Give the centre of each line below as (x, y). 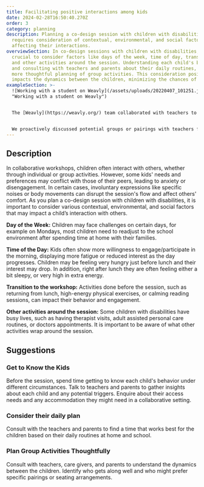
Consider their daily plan (43, 415)
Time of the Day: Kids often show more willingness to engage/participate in (101, 250)
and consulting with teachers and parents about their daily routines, (104, 68)
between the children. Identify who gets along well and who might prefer (97, 471)
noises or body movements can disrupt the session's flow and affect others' (101, 194)
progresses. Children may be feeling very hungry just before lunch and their (101, 263)
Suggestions (31, 350)
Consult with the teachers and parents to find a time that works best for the (100, 429)
